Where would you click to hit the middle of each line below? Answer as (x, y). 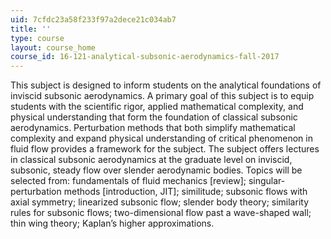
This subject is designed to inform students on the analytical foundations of (166, 85)
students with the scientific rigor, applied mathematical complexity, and (157, 107)
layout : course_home (53, 47)
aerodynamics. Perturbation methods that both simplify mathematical (153, 128)
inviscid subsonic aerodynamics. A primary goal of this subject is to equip (162, 96)
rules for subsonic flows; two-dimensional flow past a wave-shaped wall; (161, 213)
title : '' (31, 29)
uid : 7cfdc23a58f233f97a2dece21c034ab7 (93, 19)
